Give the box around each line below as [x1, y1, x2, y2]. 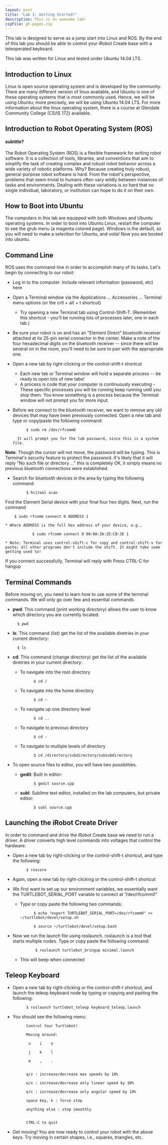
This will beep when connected [20, 956, 85, 962]
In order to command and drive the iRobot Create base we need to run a [5, 832, 154, 838]
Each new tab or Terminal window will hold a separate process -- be [20, 371, 161, 377]
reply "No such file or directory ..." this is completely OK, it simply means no [5, 460, 162, 466]
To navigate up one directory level [20, 706, 91, 712]
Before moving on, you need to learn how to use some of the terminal [5, 591, 149, 598]
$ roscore [26, 867, 47, 872]
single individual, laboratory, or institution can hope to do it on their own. [5, 187, 155, 193]
